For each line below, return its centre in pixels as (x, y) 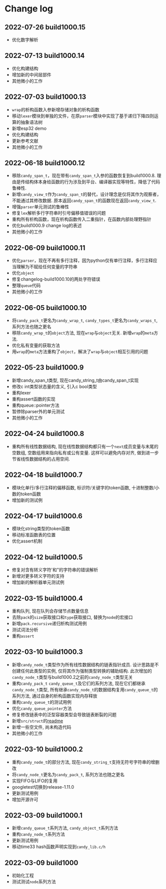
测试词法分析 (25, 629)
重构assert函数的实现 (34, 399)
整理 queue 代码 (26, 286)
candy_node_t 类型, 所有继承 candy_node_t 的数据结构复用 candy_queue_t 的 (85, 689)
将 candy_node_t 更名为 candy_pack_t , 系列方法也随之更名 (68, 774)
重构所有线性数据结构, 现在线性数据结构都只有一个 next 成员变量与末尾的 (85, 446)
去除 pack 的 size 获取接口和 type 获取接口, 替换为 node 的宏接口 (72, 617)
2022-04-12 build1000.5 (44, 557)
